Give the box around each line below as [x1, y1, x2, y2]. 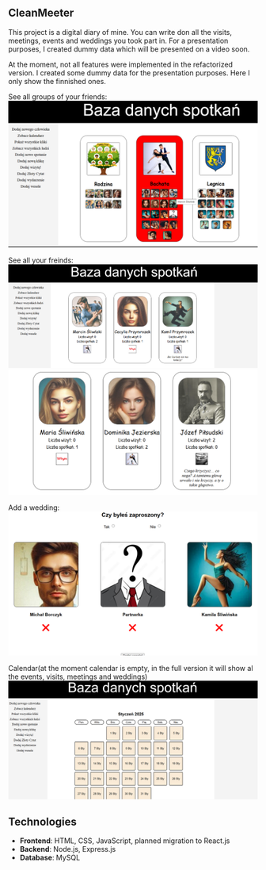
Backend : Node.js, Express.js [19, 845, 116, 854]
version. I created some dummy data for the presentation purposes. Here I [8, 67, 251, 78]
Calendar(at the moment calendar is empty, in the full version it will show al [8, 663, 253, 673]
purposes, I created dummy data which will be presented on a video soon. [8, 44, 250, 54]
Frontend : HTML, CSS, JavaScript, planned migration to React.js [19, 836, 230, 845]
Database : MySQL [19, 853, 81, 863]
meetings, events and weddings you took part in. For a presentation [8, 36, 229, 45]
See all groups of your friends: [8, 91, 108, 102]
